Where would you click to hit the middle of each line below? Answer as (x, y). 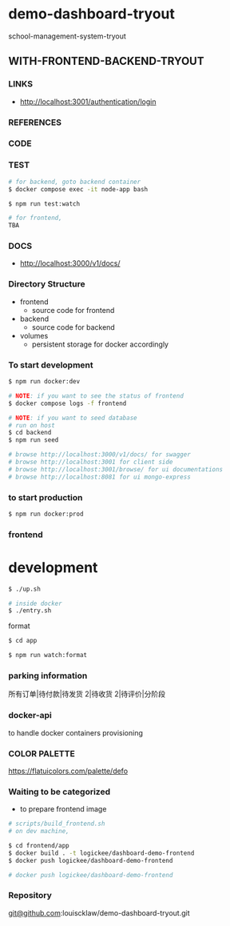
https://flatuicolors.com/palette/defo (68, 771)
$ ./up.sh (25, 589)
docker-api (30, 716)
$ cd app (23, 641)
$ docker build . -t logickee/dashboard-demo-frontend (101, 853)
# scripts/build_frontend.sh (57, 824)
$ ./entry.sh (30, 611)
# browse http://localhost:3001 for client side (91, 462)
